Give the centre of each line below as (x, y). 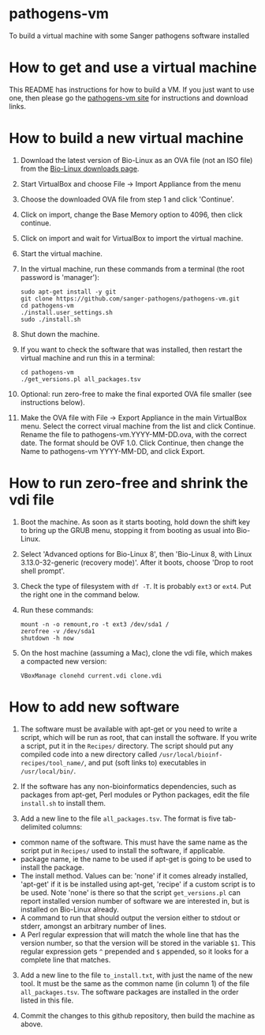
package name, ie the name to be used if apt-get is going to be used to (136, 859)
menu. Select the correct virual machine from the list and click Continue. (138, 426)
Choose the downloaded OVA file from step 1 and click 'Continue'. (127, 199)
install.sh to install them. (63, 803)
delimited (35, 826)
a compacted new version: (63, 661)
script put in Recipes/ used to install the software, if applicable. (123, 850)
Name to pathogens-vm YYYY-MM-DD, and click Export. (112, 451)
